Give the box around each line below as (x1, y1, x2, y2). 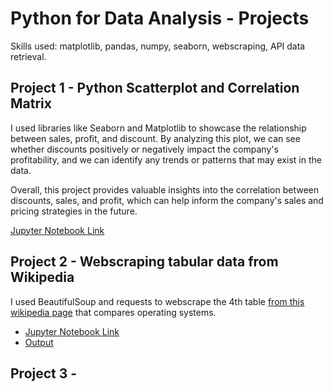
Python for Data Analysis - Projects (10, 7, 310, 30)
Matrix (10, 95, 52, 112)
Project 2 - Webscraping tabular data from (10, 253, 279, 271)
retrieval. (10, 50, 47, 62)
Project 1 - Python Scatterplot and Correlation (10, 80, 300, 97)
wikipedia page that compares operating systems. (10, 306, 217, 318)
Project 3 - (10, 365, 78, 382)
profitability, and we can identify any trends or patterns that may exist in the (10, 153, 322, 166)
